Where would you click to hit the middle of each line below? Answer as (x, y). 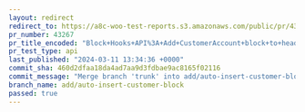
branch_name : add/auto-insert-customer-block (96, 85)
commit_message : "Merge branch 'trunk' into (94, 77)
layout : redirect (41, 18)
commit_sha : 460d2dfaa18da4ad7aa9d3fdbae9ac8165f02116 (115, 69)
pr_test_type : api (43, 51)
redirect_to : (33, 26)
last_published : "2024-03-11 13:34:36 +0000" (96, 60)
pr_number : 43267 (41, 34)
